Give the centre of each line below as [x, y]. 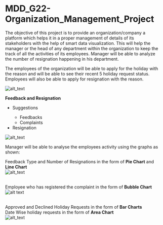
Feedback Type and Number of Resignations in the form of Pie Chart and [80, 161]
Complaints [31, 122]
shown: [13, 152]
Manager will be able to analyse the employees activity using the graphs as [81, 147]
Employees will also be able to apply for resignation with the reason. [74, 79]
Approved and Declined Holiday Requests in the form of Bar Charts [74, 207]
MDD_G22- [28, 9]
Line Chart [16, 167]
